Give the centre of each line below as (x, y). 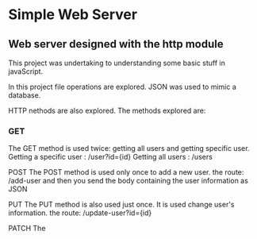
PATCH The (27, 229)
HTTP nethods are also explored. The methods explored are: (107, 110)
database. (25, 95)
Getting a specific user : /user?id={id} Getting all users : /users (110, 157)
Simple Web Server (73, 15)
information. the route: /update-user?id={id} (80, 213)
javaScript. (26, 71)
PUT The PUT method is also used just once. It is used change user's (121, 205)
